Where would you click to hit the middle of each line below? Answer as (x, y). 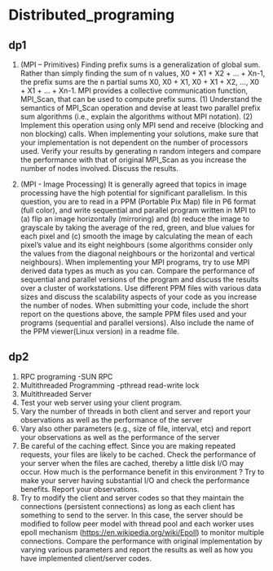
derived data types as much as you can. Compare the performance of (137, 271)
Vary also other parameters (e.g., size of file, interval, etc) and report (135, 428)
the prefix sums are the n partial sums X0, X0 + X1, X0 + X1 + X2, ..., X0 (139, 82)
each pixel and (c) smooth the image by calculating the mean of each (136, 236)
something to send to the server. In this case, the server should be (132, 515)
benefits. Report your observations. (80, 489)
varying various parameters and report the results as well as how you (136, 549)
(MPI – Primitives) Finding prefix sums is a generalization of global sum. (140, 64)
